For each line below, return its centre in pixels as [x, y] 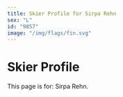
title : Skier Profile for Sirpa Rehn [62, 14]
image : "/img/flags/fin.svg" [49, 33]
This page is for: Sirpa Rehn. [48, 87]
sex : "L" [20, 20]
